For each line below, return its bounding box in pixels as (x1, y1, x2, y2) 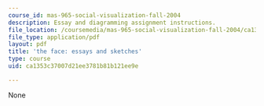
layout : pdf (8, 41, 47, 48)
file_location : (8, 26, 58, 34)
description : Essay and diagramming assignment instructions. (8, 19, 216, 26)
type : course (8, 55, 51, 63)
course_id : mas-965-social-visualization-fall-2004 (8, 11, 181, 19)
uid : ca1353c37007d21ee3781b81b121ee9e (8, 62, 139, 70)
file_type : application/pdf (8, 33, 101, 41)
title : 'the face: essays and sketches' (8, 48, 143, 55)
